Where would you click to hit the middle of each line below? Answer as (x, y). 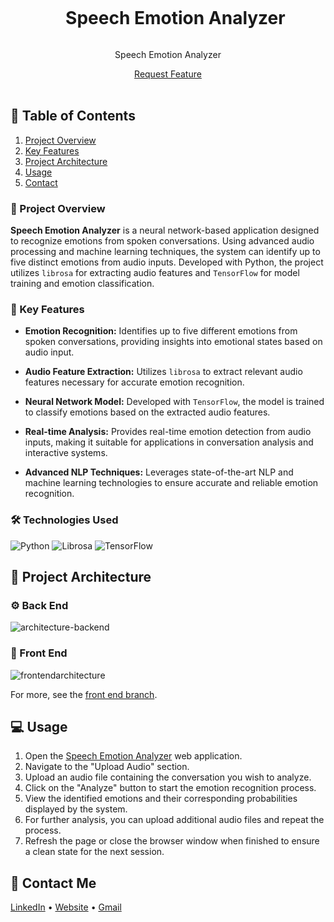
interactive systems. (66, 453)
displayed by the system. (76, 809)
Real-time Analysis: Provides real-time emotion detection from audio (168, 432)
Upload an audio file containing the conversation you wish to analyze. (168, 777)
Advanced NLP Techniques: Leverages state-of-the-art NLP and (159, 472)
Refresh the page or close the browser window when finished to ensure (172, 841)
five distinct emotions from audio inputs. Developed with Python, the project (167, 262)
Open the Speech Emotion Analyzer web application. (133, 756)
